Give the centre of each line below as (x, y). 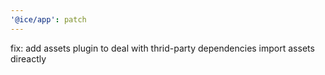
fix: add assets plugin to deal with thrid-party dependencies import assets (162, 48)
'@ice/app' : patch (48, 19)
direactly (28, 58)
